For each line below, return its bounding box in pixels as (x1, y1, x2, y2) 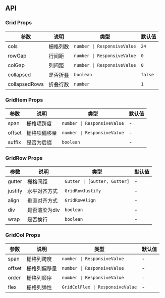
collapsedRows (8, 80, 44, 87)
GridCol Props (5, 232, 40, 239)
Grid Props (5, 19, 32, 26)
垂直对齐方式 (27, 197, 58, 204)
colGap (8, 62, 25, 69)
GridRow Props (5, 154, 43, 161)
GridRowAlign (65, 197, 96, 204)
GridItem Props (5, 96, 43, 103)
